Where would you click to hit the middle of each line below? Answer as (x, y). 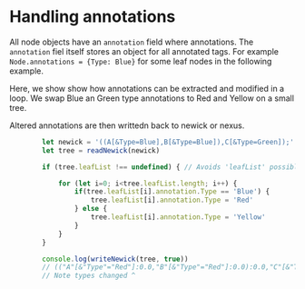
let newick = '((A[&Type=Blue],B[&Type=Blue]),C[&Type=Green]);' (168, 142)
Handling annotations (93, 17)
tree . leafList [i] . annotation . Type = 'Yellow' (178, 217)
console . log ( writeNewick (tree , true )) (115, 259)
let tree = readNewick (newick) (101, 150)
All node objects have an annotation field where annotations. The (132, 42)
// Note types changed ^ (89, 276)
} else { (90, 209)
